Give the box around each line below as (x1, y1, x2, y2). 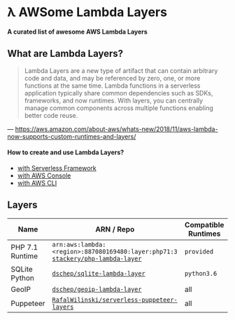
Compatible (184, 220, 225, 229)
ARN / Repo (95, 224, 135, 234)
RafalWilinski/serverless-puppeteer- (52, 295, 178, 304)
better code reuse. (24, 111, 78, 119)
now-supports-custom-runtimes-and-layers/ (7, 132, 136, 140)
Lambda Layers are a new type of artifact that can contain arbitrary (24, 66, 218, 74)
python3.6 (184, 269, 218, 277)
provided (184, 247, 214, 255)
